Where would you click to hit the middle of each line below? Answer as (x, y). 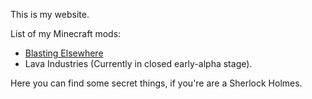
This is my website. (50, 14)
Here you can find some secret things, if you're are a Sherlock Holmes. (156, 83)
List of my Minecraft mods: (66, 33)
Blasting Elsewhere (64, 53)
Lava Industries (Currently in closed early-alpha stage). (138, 63)
